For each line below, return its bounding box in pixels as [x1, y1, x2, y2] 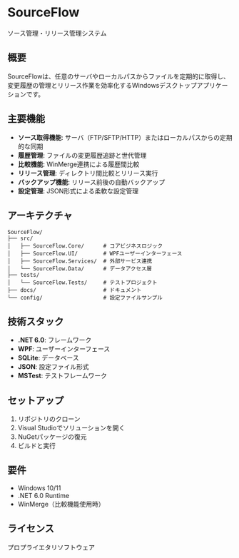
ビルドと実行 [17, 442, 56, 450]
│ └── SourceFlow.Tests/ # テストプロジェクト [7, 279, 158, 286]
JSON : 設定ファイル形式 [17, 362, 89, 371]
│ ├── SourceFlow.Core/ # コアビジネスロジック [7, 243, 163, 250]
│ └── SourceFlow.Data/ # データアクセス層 [7, 265, 152, 273]
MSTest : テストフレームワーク [17, 372, 108, 380]
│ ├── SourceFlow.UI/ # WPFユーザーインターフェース [7, 250, 183, 258]
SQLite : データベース [17, 354, 80, 362]
